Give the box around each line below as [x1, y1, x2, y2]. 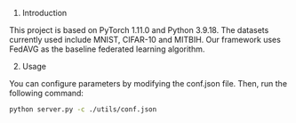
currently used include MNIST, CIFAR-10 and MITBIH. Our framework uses [9, 35, 282, 45]
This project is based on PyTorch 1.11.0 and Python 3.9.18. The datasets [9, 25, 269, 35]
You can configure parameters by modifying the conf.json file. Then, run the [9, 78, 287, 88]
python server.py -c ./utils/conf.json [9, 105, 157, 114]
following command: [9, 88, 84, 98]
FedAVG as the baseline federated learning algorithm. [9, 44, 205, 54]
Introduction [21, 8, 68, 18]
